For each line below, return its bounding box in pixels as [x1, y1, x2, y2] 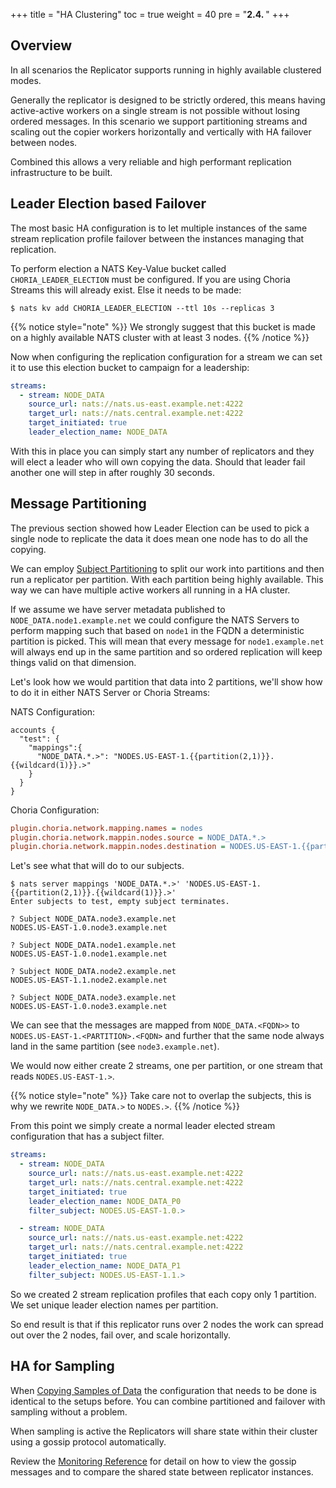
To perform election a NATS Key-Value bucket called [10, 262, 227, 274]
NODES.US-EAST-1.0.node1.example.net [10, 949, 168, 959]
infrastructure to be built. [10, 166, 113, 178]
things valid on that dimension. [10, 656, 137, 668]
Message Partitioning [10, 495, 147, 513]
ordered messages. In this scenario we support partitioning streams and [10, 115, 308, 127]
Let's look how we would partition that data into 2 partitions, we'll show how [10, 675, 323, 688]
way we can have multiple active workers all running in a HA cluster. [10, 584, 291, 596]
